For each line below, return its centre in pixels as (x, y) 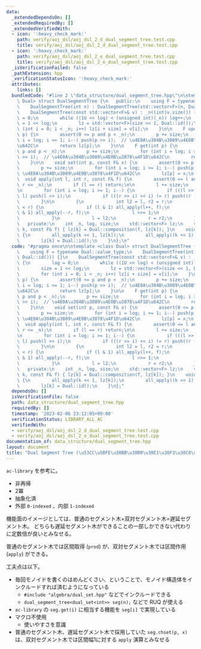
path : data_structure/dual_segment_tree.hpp (68, 403)
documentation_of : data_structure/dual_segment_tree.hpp (79, 442)
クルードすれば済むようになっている (65, 587)
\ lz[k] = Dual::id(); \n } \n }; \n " (73, 241)
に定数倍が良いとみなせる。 (40, 533)
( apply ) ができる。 (29, 554)
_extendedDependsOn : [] (41, 17)
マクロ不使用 (31, 617)
